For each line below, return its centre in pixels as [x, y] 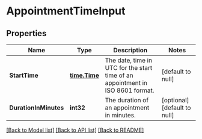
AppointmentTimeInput [66, 11]
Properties [26, 33]
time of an [119, 75]
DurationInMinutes [37, 108]
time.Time [84, 75]
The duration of [127, 100]
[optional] [175, 100]
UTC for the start [129, 68]
